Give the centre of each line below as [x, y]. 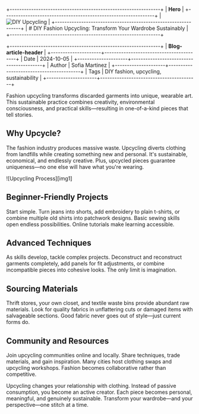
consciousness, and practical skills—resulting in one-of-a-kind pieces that [97, 108]
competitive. [21, 374]
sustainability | [24, 78]
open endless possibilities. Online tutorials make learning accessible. [90, 224]
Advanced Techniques [49, 243]
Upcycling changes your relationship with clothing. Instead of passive [91, 386]
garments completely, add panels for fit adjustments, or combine [85, 264]
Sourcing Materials [42, 288]
